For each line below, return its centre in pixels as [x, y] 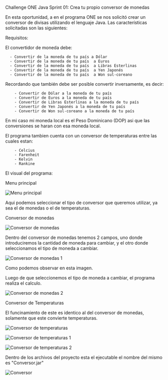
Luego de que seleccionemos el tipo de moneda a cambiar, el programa [80, 278]
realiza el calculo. [24, 283]
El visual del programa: [29, 173]
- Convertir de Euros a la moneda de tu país [63, 98]
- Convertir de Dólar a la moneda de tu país [63, 93]
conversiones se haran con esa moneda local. [53, 126]
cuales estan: [19, 141]
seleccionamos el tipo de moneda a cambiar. [52, 248]
